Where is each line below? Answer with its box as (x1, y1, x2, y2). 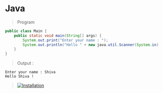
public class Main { (5, 28, 47, 33)
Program (17, 19, 35, 25)
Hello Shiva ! (5, 74, 34, 79)
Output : (17, 60, 34, 66)
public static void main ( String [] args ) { (14, 33, 102, 38)
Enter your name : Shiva (5, 70, 56, 75)
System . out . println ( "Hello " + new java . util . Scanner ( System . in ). (23, 42, 161, 47)
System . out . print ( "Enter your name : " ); (23, 38, 109, 43)
